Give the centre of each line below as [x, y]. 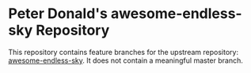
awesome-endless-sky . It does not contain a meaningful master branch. [125, 60]
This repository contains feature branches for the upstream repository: [124, 52]
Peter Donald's [58, 14]
